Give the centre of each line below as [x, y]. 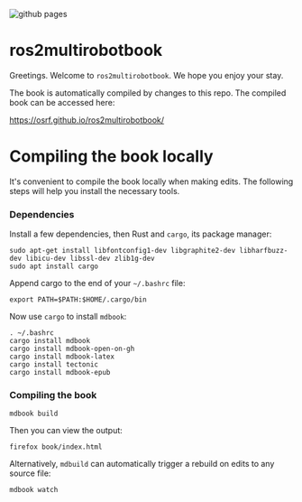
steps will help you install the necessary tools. [95, 191]
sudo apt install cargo [54, 266]
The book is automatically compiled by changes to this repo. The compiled [148, 93]
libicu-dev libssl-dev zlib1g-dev [90, 259]
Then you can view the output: [66, 431]
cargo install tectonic [54, 365]
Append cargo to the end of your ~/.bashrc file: [97, 284]
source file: [30, 473]
